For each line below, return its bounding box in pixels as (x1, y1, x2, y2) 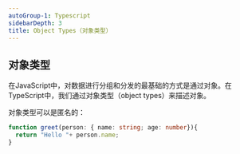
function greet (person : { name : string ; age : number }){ (8, 124, 198, 132)
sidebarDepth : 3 (8, 19, 62, 27)
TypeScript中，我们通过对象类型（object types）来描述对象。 (8, 91, 211, 101)
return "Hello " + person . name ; (15, 131, 120, 140)
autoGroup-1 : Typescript (8, 11, 91, 20)
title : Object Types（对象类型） (8, 26, 112, 34)
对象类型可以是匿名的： (8, 108, 85, 117)
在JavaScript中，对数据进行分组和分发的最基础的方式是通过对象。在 (8, 81, 233, 90)
